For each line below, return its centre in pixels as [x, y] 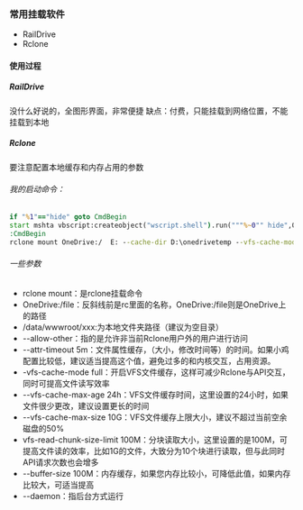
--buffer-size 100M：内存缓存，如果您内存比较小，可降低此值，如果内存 [156, 473]
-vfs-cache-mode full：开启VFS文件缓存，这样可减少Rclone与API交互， [156, 372]
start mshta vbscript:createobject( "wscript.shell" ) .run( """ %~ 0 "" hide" [149, 225]
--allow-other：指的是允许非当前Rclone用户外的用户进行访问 [135, 338]
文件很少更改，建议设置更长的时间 [86, 405]
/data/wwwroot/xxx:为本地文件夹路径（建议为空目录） [123, 327]
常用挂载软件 [37, 14]
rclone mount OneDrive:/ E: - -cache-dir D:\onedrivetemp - [125, 242]
